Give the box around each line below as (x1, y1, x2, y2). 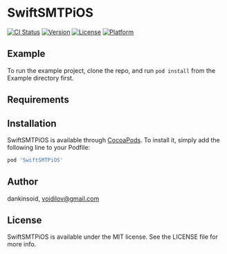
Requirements (7, 94, 69, 105)
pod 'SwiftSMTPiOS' (7, 156, 64, 164)
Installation (7, 117, 57, 129)
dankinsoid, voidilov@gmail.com (7, 194, 100, 203)
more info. (7, 240, 37, 248)
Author (7, 176, 38, 188)
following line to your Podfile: (7, 143, 91, 151)
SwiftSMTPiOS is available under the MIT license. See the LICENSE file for (7, 232, 218, 241)
